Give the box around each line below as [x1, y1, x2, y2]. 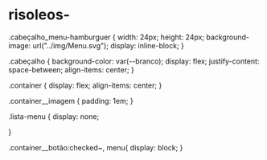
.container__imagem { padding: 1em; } [8, 96, 134, 105]
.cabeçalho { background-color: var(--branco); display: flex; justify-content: [8, 56, 260, 66]
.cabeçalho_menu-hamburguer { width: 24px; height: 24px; [8, 32, 205, 42]
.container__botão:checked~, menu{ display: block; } [8, 142, 183, 152]
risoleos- [8, 6, 71, 24]
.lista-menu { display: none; [8, 111, 100, 121]
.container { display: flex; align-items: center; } [8, 80, 162, 90]
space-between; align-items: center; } [8, 64, 135, 74]
